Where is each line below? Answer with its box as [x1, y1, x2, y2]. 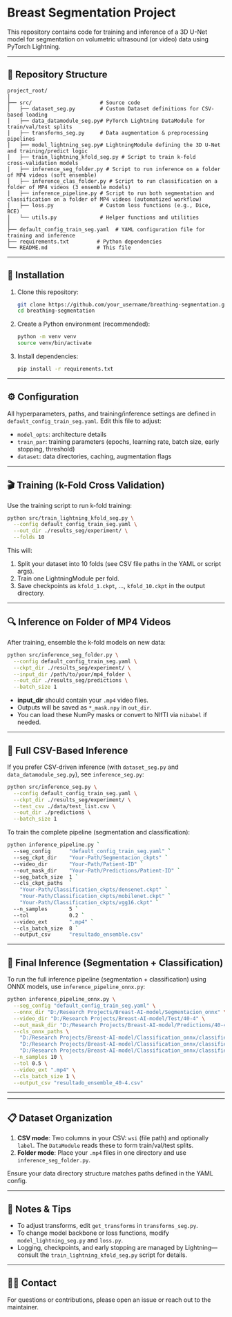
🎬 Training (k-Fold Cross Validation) [7, 480, 165, 491]
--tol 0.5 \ [13, 1060, 48, 1067]
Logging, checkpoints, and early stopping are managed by [17, 1244, 184, 1251]
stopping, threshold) [17, 445, 75, 453]
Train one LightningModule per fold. [17, 574, 119, 583]
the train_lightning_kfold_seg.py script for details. [40, 1251, 188, 1259]
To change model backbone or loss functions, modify [17, 1229, 169, 1237]
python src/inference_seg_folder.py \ [7, 651, 119, 658]
